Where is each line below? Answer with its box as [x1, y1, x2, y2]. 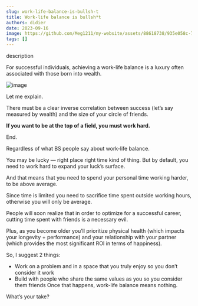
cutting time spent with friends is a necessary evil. [6, 216, 128, 223]
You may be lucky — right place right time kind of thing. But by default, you [6, 157, 189, 163]
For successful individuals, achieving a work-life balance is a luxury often [6, 64, 184, 71]
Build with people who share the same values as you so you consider [14, 275, 183, 282]
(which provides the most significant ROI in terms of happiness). [6, 240, 162, 247]
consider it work [14, 269, 54, 276]
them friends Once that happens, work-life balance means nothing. [14, 282, 178, 288]
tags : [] [6, 36, 28, 42]
